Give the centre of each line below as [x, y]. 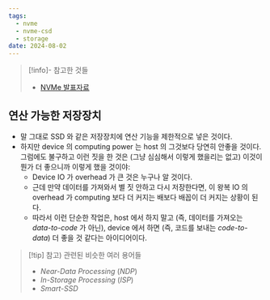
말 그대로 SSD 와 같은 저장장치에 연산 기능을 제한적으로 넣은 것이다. [126, 136]
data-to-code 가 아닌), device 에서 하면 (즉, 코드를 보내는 [124, 227]
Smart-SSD [59, 288]
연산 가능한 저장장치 [55, 116]
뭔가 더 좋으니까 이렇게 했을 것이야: [75, 166]
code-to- [233, 227]
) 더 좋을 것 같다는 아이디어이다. [97, 238]
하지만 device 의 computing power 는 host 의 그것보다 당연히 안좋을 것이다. [141, 146]
